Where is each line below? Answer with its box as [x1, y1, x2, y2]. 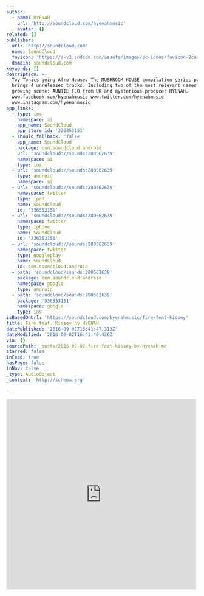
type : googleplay [17, 252, 61, 259]
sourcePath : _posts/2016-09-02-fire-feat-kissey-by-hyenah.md [6, 343, 167, 349]
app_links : [6, 105, 34, 111]
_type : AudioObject [6, 371, 56, 377]
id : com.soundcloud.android [17, 264, 88, 270]
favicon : [12, 54, 34, 60]
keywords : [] [6, 65, 39, 72]
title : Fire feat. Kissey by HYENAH [6, 320, 99, 326]
